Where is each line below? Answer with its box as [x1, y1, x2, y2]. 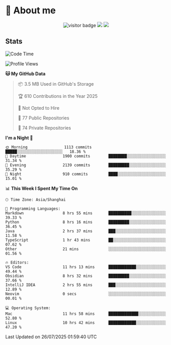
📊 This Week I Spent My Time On [5, 185, 78, 191]
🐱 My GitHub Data [5, 70, 46, 76]
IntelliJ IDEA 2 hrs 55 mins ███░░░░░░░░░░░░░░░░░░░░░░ [5, 282, 166, 288]
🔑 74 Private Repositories [17, 125, 71, 131]
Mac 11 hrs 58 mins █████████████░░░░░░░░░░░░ [5, 311, 166, 316]
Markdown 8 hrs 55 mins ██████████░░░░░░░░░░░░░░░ [5, 210, 166, 216]
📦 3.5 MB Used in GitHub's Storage [17, 80, 94, 87]
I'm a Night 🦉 [5, 134, 33, 140]
